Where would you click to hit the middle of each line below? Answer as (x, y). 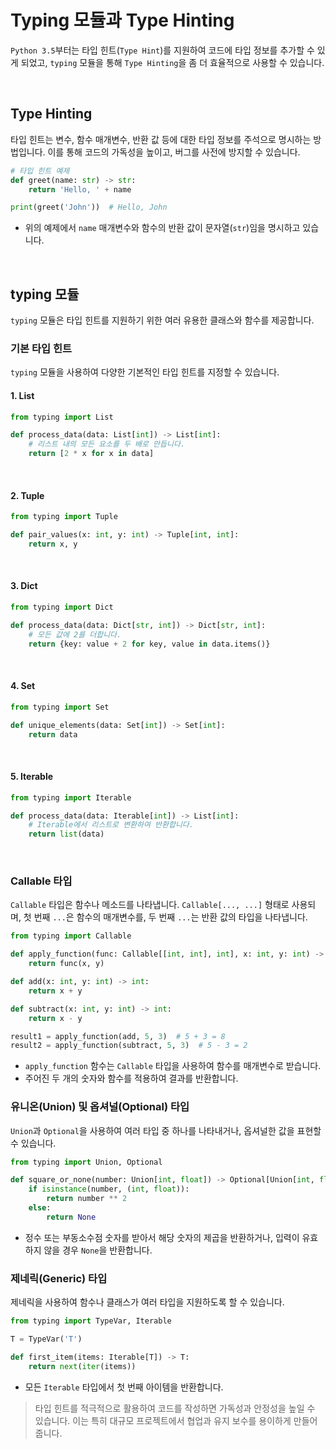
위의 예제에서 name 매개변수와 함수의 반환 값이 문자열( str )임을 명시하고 (162, 228)
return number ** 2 (87, 1199)
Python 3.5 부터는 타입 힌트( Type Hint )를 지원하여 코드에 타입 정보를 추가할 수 (162, 50)
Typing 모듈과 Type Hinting (122, 20)
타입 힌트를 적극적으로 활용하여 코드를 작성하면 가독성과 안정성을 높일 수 (175, 1408)
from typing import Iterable (71, 797)
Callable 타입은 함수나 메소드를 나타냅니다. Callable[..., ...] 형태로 (150, 905)
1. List (22, 395)
